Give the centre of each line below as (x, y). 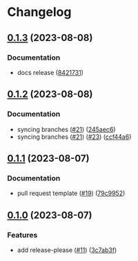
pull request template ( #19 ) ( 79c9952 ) (71, 193)
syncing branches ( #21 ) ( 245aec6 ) (66, 129)
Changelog (39, 12)
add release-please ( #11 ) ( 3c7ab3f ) (67, 250)
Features (22, 235)
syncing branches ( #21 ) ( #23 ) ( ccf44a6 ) (74, 137)
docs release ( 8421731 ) (50, 72)
